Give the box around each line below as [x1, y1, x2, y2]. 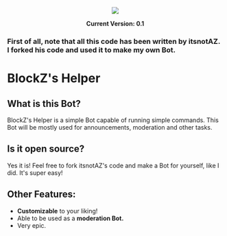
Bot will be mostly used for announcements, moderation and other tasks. [7, 123, 213, 131]
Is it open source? [7, 143, 85, 155]
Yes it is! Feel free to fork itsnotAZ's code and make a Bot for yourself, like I [7, 161, 219, 169]
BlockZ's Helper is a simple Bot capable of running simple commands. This [7, 116, 219, 124]
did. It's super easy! [7, 168, 63, 177]
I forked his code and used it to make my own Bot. [7, 45, 176, 54]
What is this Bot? [7, 97, 81, 109]
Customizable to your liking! [16, 206, 98, 215]
